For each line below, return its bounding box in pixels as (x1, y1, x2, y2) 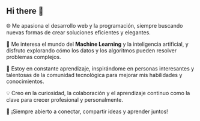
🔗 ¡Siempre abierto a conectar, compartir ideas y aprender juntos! (6, 108, 168, 115)
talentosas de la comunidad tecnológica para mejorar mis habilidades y (6, 71, 183, 78)
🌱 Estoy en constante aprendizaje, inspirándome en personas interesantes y (6, 64, 195, 72)
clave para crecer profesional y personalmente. (6, 96, 123, 103)
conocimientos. (6, 78, 44, 85)
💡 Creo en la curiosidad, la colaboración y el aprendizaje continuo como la (6, 89, 190, 96)
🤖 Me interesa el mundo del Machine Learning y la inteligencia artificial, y (6, 40, 189, 48)
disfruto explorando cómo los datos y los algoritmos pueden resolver (6, 46, 177, 54)
